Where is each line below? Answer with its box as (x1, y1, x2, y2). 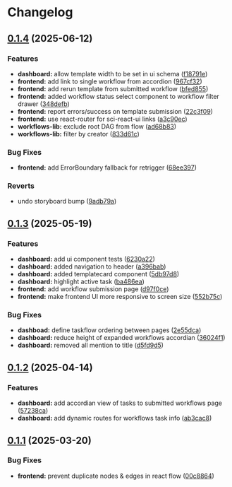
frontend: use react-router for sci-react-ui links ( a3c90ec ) (17, 115, 188, 123)
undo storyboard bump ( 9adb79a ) (17, 197, 117, 206)
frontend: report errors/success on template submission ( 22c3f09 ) (17, 107, 214, 115)
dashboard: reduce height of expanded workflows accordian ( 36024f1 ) (17, 334, 226, 342)
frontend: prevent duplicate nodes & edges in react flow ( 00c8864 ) (17, 471, 215, 480)
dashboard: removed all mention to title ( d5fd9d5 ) (17, 341, 164, 350)
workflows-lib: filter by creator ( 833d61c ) (17, 129, 140, 138)
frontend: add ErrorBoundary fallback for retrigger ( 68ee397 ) (17, 163, 197, 172)
